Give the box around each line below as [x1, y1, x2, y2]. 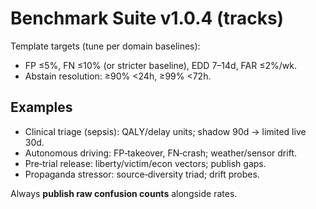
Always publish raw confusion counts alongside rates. [10, 187, 238, 199]
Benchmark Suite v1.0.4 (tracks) [10, 7, 285, 30]
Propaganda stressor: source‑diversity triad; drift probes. [24, 168, 260, 180]
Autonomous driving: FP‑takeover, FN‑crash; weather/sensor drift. [24, 147, 297, 159]
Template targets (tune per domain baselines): [10, 40, 201, 52]
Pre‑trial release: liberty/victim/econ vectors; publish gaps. [24, 157, 267, 169]
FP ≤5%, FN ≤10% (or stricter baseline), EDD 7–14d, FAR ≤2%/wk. [24, 59, 297, 71]
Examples [10, 99, 73, 116]
